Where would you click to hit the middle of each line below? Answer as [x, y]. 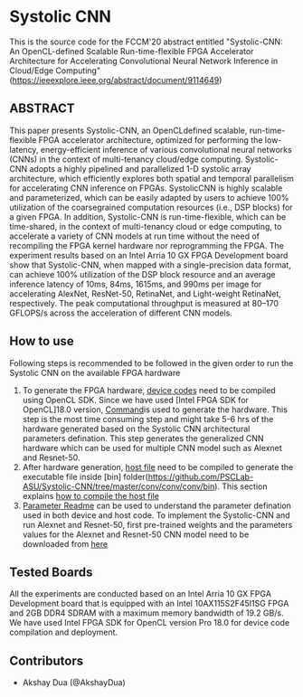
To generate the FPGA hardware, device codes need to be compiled [149, 390]
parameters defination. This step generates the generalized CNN [143, 438]
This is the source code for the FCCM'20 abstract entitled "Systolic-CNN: [146, 42]
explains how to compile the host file [91, 495]
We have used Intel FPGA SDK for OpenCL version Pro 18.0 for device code [150, 623]
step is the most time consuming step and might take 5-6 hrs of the [148, 419]
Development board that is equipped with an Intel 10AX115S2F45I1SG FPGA [149, 604]
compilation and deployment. [64, 632]
